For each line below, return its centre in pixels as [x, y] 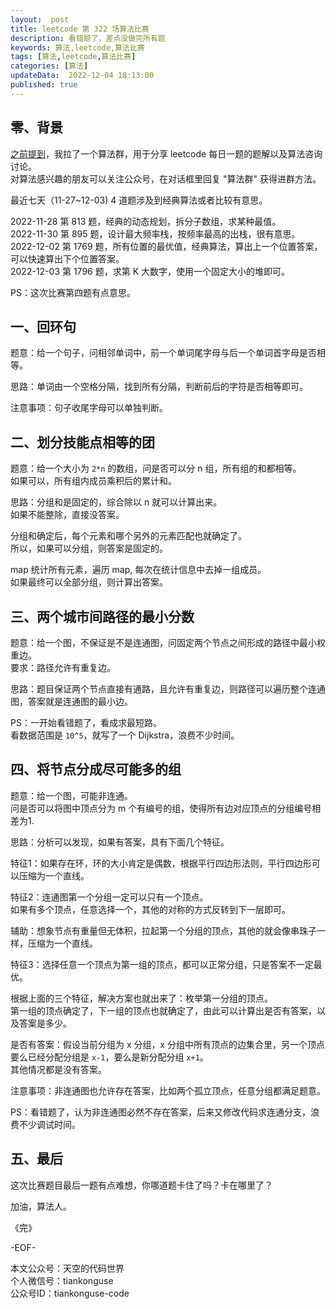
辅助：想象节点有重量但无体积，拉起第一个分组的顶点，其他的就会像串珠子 [163, 930]
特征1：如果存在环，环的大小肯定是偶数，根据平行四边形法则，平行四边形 [161, 863]
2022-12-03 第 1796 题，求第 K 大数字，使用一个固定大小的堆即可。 [150, 271]
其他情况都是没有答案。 [58, 1069]
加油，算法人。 [41, 1206]
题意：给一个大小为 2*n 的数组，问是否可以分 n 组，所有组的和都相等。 [156, 468]
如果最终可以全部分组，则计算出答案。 [89, 582]
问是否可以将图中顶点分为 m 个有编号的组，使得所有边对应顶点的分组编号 [161, 808]
